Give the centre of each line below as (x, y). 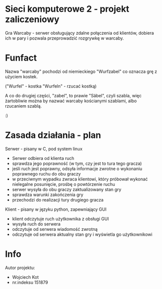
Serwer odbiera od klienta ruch (43, 158)
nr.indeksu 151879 (30, 282)
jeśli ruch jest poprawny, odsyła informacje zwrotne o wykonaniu (77, 168)
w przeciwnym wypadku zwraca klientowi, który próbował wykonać (80, 179)
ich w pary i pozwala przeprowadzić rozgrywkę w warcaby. (64, 38)
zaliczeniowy (32, 19)
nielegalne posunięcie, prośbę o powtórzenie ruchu (63, 184)
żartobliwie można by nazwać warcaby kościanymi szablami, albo (71, 101)
